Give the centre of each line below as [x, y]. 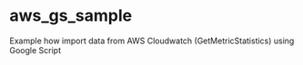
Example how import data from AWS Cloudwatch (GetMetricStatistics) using [152, 41]
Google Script [35, 50]
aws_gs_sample [71, 16]
